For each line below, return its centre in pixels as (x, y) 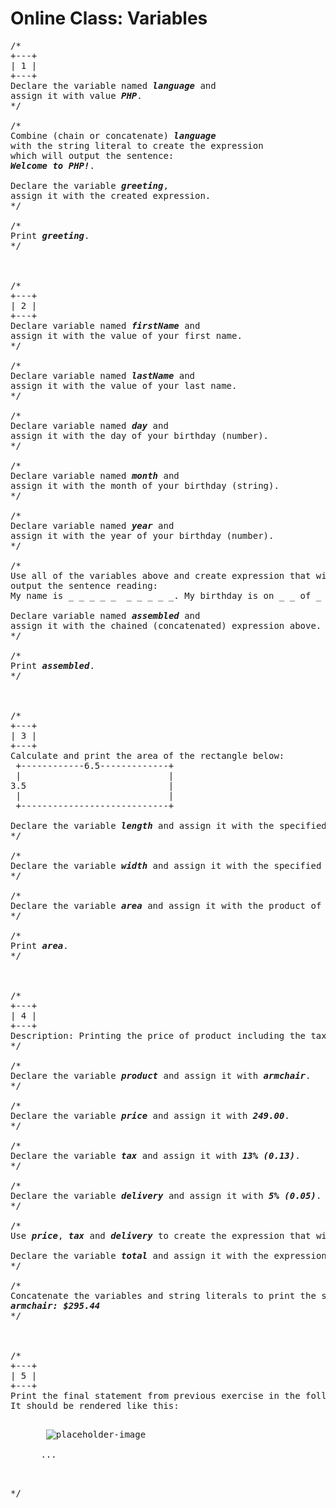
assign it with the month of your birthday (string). (145, 485)
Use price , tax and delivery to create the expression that (161, 1235)
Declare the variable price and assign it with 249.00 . (150, 1115)
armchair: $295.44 (55, 1305)
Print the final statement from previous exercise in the (155, 1395)
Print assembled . (52, 665)
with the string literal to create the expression (137, 145)
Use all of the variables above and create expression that (161, 575)
